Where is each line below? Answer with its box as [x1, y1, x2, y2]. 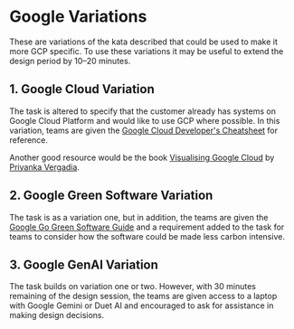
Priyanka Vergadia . [9, 161, 80, 173]
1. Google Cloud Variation [9, 81, 156, 97]
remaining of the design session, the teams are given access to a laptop [9, 291, 278, 302]
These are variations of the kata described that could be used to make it [9, 36, 279, 47]
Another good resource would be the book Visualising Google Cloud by [9, 152, 275, 163]
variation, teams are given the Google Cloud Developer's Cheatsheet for [9, 125, 279, 136]
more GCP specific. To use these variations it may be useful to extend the [9, 45, 284, 56]
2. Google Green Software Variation [9, 188, 213, 203]
